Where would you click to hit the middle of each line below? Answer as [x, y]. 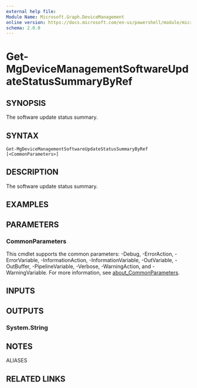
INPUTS [21, 291]
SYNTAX [23, 135]
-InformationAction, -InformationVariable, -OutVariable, [107, 260]
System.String [27, 327]
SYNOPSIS [26, 103]
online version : [26, 22]
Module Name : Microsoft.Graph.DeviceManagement [65, 17]
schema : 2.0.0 [23, 28]
